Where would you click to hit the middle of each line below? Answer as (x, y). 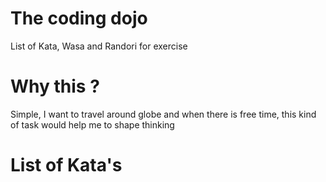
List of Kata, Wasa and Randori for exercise (99, 46)
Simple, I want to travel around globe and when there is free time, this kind (163, 114)
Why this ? (55, 86)
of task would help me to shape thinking (92, 124)
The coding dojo (79, 18)
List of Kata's (66, 165)
